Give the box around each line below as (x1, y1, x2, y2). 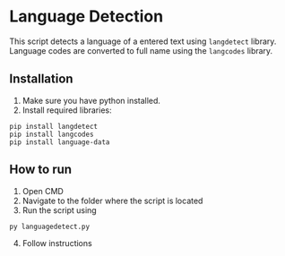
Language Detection (9, 6, 164, 27)
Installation (9, 72, 73, 87)
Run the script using (22, 204, 97, 216)
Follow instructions (22, 237, 92, 248)
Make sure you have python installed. (22, 95, 161, 106)
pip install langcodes (9, 130, 94, 139)
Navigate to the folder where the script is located (22, 195, 203, 206)
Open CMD (22, 185, 65, 196)
